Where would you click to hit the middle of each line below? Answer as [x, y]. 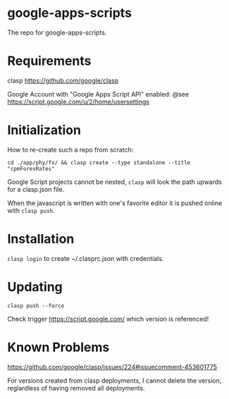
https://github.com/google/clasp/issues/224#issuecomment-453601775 [112, 367]
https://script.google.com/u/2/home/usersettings [79, 102]
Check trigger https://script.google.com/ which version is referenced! [108, 319]
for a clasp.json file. [36, 189]
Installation [41, 239]
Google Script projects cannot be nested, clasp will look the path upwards [114, 182]
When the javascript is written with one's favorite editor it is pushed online [115, 203]
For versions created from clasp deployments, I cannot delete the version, [114, 380]
